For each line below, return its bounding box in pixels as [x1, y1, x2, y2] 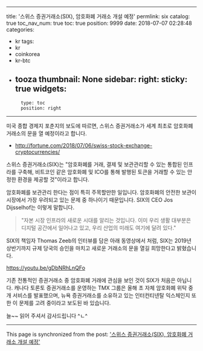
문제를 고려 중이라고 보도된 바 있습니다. [19, 299, 111, 306]
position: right [21, 105, 62, 111]
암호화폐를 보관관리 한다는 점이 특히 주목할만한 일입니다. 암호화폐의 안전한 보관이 [6, 188, 197, 196]
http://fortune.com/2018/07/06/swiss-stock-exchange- [14, 141, 153, 149]
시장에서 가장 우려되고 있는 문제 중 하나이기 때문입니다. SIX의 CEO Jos [6, 196, 173, 203]
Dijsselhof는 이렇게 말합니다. [6, 204, 75, 211]
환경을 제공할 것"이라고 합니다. [17, 176, 89, 183]
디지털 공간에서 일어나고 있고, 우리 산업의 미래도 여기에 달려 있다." [21, 224, 176, 231]
